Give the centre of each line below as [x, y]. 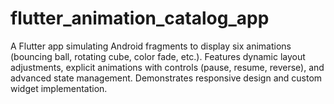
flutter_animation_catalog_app [140, 18]
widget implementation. [59, 88]
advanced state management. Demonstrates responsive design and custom [166, 78]
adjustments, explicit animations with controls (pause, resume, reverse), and [167, 67]
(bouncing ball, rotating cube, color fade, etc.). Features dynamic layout [158, 56]
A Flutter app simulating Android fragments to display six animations [151, 46]
